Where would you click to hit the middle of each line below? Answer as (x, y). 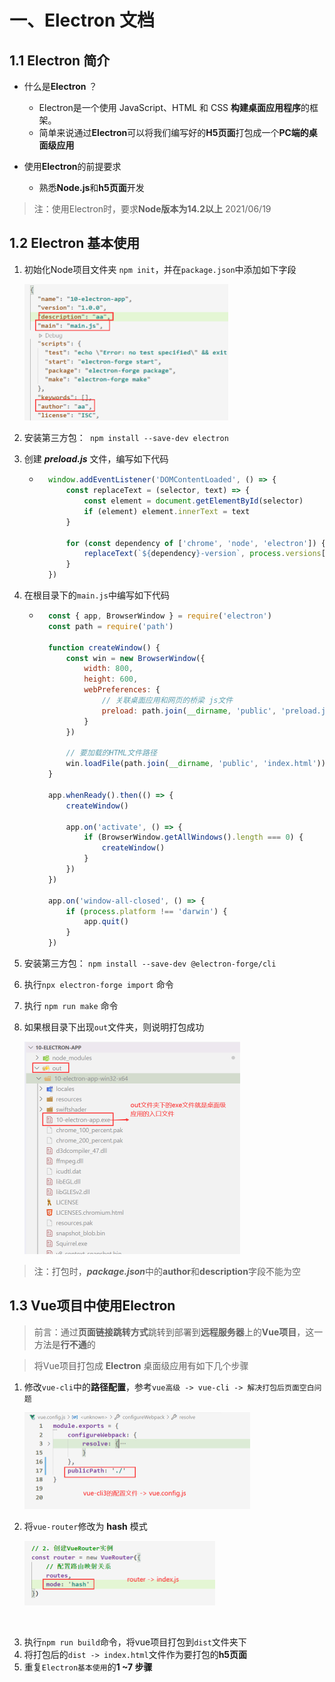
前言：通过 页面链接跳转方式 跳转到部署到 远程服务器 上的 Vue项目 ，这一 (178, 1332)
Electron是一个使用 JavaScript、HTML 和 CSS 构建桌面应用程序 (170, 107)
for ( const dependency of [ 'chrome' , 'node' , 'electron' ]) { (195, 543)
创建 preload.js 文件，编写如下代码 (96, 459)
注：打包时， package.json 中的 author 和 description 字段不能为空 (167, 1272)
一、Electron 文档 (82, 20)
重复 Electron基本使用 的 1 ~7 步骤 (88, 1667)
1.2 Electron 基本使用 (75, 243)
